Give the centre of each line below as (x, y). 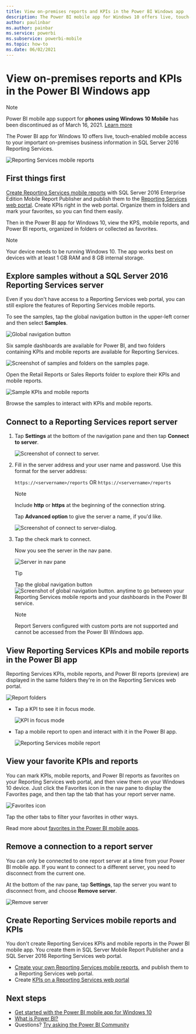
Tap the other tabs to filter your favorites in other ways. (72, 817)
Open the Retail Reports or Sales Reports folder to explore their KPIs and (93, 375)
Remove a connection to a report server (80, 847)
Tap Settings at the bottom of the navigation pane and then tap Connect (102, 436)
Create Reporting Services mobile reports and (91, 920)
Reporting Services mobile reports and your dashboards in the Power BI (101, 597)
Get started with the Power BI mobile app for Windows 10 (83, 1012)
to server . (27, 442)
